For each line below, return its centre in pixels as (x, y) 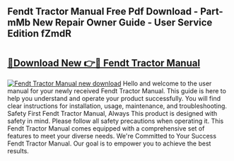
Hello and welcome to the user (167, 83)
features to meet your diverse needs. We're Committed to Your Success (112, 136)
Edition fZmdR (40, 34)
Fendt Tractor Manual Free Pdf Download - (103, 12)
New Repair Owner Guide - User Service (122, 23)
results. (18, 151)
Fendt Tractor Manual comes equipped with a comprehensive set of (106, 129)
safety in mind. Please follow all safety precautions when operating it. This (116, 121)
